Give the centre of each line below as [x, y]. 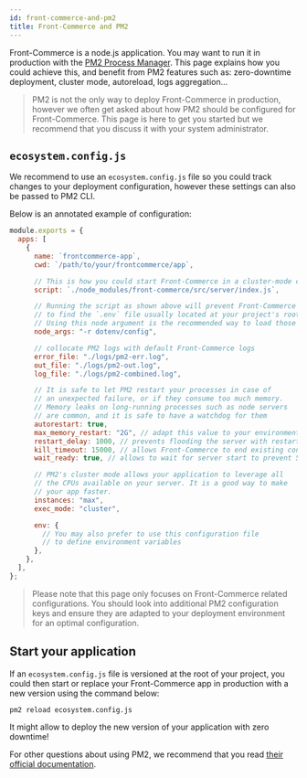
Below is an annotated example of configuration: [101, 214]
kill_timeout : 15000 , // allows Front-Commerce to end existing [159, 450]
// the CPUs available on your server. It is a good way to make [160, 484]
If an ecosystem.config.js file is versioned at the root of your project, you [147, 674]
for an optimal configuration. [85, 623]
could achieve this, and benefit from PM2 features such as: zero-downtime [150, 72]
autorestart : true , [70, 424]
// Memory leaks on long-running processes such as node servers [160, 408]
